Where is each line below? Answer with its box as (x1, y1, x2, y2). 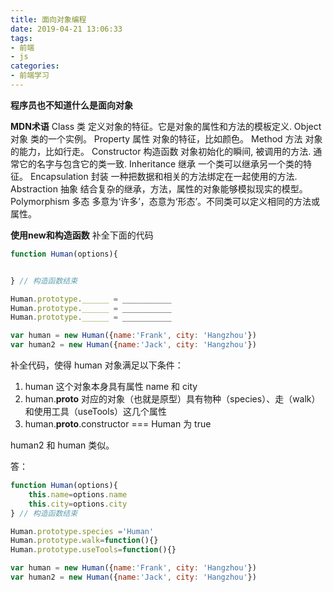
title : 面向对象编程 (10, 14, 87, 25)
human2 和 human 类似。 (10, 439, 115, 451)
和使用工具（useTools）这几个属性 (24, 406, 168, 417)
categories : (10, 61, 60, 71)
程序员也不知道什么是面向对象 (10, 99, 133, 111)
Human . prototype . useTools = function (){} (10, 545, 177, 555)
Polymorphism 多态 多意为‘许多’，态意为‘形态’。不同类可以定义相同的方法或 (10, 195, 321, 207)
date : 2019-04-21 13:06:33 (10, 24, 123, 34)
